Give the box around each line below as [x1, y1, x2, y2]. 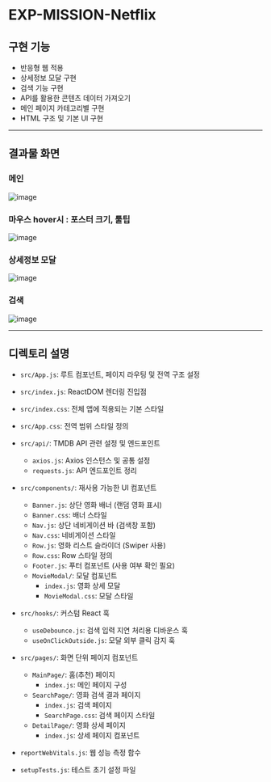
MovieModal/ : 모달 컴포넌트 [31, 571, 118, 581]
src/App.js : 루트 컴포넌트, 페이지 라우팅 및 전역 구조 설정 [19, 370, 200, 379]
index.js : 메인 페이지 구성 [44, 680, 127, 690]
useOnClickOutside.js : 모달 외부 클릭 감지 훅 [31, 636, 176, 645]
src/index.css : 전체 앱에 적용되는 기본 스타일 [19, 404, 165, 414]
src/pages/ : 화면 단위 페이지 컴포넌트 [19, 653, 139, 662]
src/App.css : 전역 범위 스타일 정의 [19, 421, 129, 431]
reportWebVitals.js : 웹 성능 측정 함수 [19, 748, 141, 758]
